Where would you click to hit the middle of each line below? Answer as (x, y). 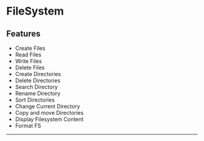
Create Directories (38, 74)
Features (23, 34)
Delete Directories (38, 81)
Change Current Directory (47, 106)
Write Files (29, 61)
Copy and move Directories (49, 113)
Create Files (30, 48)
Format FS (28, 126)
